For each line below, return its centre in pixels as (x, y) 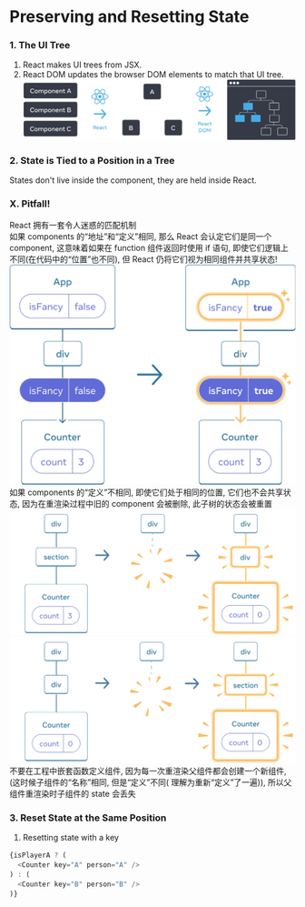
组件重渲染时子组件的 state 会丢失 (73, 793)
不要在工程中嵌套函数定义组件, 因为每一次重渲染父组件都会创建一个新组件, (148, 771)
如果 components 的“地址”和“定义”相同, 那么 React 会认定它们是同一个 (141, 236)
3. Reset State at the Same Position (88, 818)
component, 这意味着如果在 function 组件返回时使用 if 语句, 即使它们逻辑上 (149, 247)
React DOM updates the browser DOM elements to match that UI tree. (153, 75)
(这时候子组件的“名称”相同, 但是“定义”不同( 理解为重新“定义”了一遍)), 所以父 (151, 782)
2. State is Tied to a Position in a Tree (92, 160)
